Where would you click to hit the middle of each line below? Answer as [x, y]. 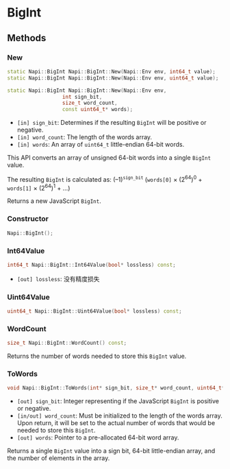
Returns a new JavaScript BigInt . [54, 201]
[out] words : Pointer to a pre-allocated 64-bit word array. [98, 437]
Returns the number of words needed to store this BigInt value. [97, 356]
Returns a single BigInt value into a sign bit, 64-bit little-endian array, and [111, 451]
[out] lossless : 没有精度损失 [59, 278]
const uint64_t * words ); [98, 110]
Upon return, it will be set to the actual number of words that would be [116, 423]
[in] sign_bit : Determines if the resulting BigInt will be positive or [112, 123]
